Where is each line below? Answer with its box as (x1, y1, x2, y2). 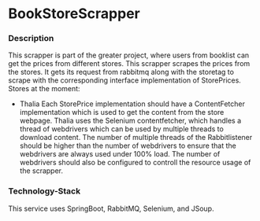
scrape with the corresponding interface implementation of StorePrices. (8, 76, 242, 85)
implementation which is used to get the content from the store (19, 108, 225, 117)
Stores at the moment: (8, 84, 80, 94)
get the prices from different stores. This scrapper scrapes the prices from (8, 59, 251, 68)
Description (8, 33, 54, 44)
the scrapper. (19, 166, 64, 175)
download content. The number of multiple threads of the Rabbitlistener (19, 133, 253, 142)
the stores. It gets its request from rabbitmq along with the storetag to (8, 68, 235, 77)
